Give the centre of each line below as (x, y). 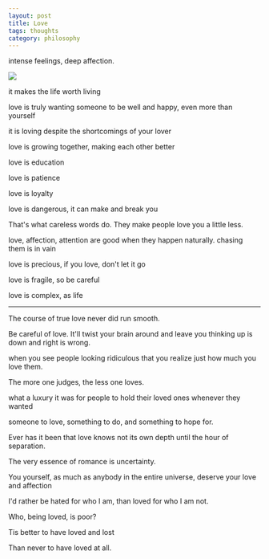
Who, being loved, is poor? (52, 517)
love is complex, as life (46, 296)
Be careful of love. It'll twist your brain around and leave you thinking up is (130, 334)
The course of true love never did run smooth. (84, 319)
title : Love (28, 23)
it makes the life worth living (55, 92)
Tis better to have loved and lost (61, 532)
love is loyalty (31, 194)
